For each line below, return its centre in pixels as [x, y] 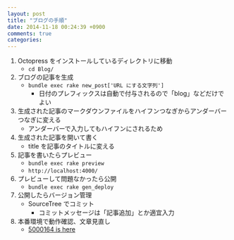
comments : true [30, 33]
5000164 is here [52, 229]
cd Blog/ [41, 70]
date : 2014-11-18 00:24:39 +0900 [56, 27]
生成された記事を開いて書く [58, 137]
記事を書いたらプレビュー [55, 155]
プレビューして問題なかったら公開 [67, 179]
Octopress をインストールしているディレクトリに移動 [95, 61]
